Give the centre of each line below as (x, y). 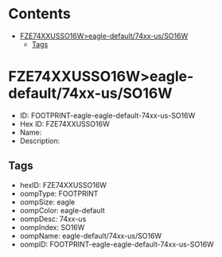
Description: (40, 141)
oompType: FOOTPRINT (59, 193)
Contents (40, 14)
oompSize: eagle (47, 202)
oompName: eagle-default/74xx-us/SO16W (91, 236)
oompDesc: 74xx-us (53, 219)
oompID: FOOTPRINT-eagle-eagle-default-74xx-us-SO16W (117, 244)
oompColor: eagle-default (62, 210)
